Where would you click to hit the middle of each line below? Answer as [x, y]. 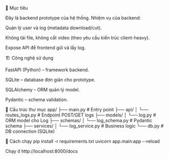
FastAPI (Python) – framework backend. [47, 70]
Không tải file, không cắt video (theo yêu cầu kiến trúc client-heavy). [78, 38]
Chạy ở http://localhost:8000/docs [42, 151]
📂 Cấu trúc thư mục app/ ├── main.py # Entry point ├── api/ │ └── [77, 110]
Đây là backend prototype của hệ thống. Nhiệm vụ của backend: [73, 18]
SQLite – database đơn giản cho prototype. [50, 80]
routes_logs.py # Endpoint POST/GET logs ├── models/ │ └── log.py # [81, 115]
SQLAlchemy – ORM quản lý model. [43, 90]
